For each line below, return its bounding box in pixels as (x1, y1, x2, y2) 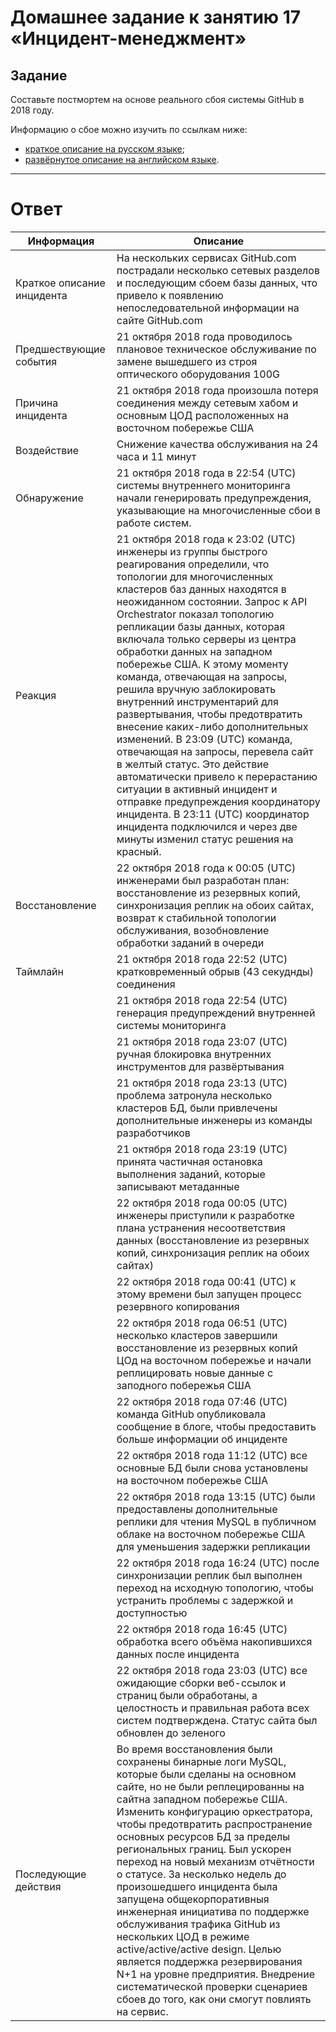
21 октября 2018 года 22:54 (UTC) (116, 993, 288, 1007)
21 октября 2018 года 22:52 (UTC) (116, 952, 288, 966)
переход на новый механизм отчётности (116, 1854, 315, 1868)
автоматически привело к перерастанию (116, 769, 318, 783)
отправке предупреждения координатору (116, 794, 321, 808)
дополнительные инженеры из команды (116, 1113, 313, 1127)
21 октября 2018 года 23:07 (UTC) (116, 1034, 288, 1048)
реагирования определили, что (116, 557, 270, 571)
